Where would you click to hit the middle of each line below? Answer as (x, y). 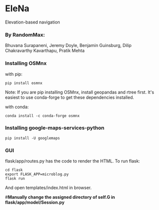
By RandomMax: (25, 35)
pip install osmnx (24, 83)
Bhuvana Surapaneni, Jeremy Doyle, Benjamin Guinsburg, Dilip (68, 46)
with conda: (17, 107)
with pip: (14, 74)
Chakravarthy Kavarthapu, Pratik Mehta (45, 51)
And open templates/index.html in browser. (48, 188)
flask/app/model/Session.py (35, 202)
